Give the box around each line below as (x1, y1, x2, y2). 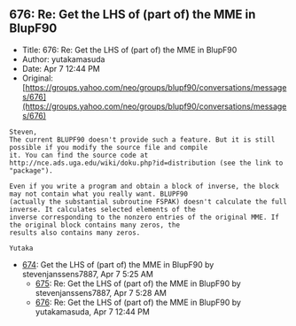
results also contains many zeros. (9, 228, 141, 237)
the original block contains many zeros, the (9, 221, 180, 229)
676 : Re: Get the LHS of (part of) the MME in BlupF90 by (35, 297, 242, 307)
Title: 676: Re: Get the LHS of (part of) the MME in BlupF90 (21, 44, 238, 55)
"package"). (9, 166, 53, 175)
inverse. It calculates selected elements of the (9, 205, 197, 213)
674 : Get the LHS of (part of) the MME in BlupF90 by (21, 259, 214, 269)
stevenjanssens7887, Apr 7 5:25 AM (21, 268, 153, 279)
